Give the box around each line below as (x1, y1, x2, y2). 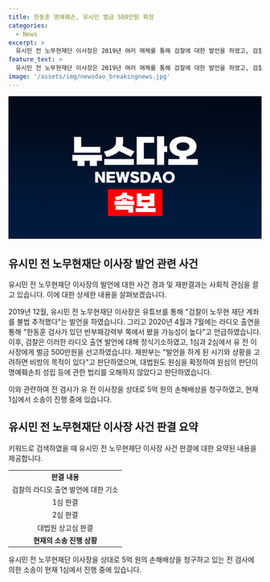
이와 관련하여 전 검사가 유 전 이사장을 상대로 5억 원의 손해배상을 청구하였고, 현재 (8, 385, 259, 394)
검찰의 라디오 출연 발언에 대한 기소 (11, 484, 119, 494)
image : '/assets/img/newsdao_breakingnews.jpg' (8, 73, 171, 81)
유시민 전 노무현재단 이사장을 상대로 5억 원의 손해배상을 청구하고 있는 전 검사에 (8, 555, 255, 564)
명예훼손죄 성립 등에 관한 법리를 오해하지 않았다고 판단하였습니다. (8, 368, 213, 377)
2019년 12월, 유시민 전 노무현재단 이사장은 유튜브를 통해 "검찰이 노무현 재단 (8, 307, 245, 317)
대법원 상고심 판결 (37, 522, 94, 532)
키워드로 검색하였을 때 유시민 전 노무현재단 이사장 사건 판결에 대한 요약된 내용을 (8, 443, 257, 453)
